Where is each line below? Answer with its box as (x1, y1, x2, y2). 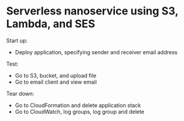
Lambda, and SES (6, 17, 95, 31)
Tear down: (6, 90, 34, 97)
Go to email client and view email (14, 78, 97, 85)
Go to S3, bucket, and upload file (14, 72, 97, 79)
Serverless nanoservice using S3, (6, 4, 179, 18)
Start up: (6, 37, 28, 44)
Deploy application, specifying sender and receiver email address (14, 48, 178, 55)
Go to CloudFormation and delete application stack (14, 101, 141, 109)
